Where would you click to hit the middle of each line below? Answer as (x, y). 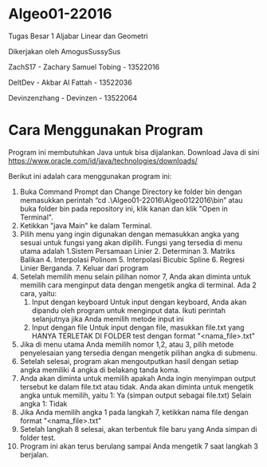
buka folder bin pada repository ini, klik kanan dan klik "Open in (124, 208)
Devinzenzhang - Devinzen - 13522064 (73, 97)
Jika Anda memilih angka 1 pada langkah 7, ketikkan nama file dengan (134, 412)
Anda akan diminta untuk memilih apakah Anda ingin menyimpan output (137, 378)
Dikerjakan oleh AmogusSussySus (65, 51)
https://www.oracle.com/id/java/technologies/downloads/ (103, 160)
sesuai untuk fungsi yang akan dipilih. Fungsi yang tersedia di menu (131, 242)
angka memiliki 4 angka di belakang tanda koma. (100, 370)
